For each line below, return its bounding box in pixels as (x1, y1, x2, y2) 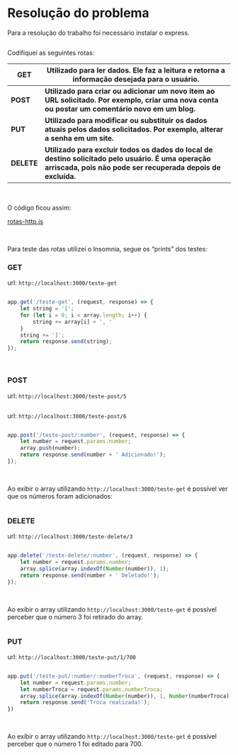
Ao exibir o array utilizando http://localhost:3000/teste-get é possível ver (7, 484, 228, 493)
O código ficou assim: (7, 203, 72, 212)
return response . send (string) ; (20, 338, 113, 345)
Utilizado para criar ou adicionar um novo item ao (45, 86, 215, 96)
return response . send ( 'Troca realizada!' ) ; (20, 699, 151, 706)
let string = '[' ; (20, 305, 74, 313)
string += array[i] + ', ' (33, 318, 113, 325)
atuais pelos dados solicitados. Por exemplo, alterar (45, 124, 224, 134)
